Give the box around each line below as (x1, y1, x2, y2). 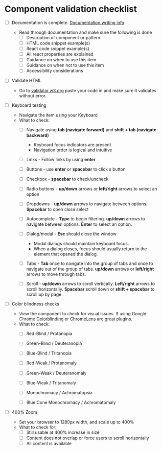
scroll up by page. (26, 291, 63, 297)
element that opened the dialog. (33, 251, 98, 257)
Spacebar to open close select (26, 206, 89, 212)
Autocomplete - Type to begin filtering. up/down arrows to (26, 215, 145, 221)
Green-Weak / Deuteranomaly (26, 370, 87, 376)
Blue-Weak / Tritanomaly (26, 379, 76, 385)
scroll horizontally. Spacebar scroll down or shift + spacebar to (26, 286, 155, 292)
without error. (19, 93, 47, 98)
